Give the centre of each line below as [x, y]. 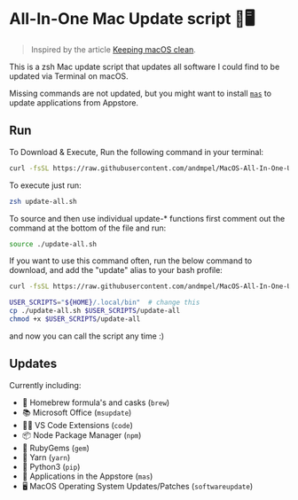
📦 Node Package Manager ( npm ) [82, 435]
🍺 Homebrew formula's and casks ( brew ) [96, 402]
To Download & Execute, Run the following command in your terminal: [137, 152]
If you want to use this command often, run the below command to [131, 261]
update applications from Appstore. [74, 102]
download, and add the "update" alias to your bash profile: [116, 270]
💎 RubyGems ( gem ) [56, 448]
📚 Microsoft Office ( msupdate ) [77, 412]
